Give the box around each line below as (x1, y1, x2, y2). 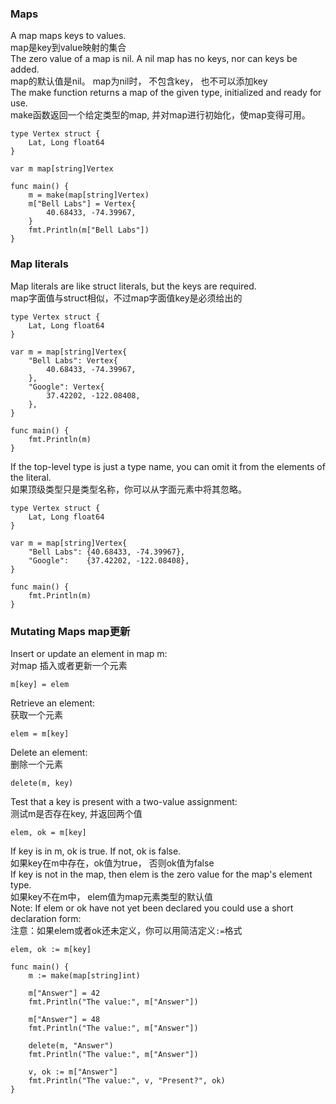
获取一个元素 (10, 708, 63, 721)
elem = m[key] (10, 728, 70, 739)
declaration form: (10, 912, 82, 924)
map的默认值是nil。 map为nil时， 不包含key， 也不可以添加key (10, 75, 268, 87)
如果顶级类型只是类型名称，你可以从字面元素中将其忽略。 (10, 483, 247, 495)
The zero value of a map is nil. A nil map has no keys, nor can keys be (10, 53, 298, 65)
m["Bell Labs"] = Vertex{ (28, 199, 137, 209)
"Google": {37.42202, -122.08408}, (28, 555, 190, 566)
